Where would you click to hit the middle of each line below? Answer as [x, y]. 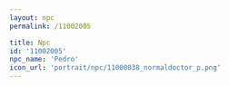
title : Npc [30, 43]
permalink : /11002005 [50, 26]
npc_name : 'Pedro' [44, 60]
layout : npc [32, 18]
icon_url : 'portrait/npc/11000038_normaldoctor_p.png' [115, 68]
